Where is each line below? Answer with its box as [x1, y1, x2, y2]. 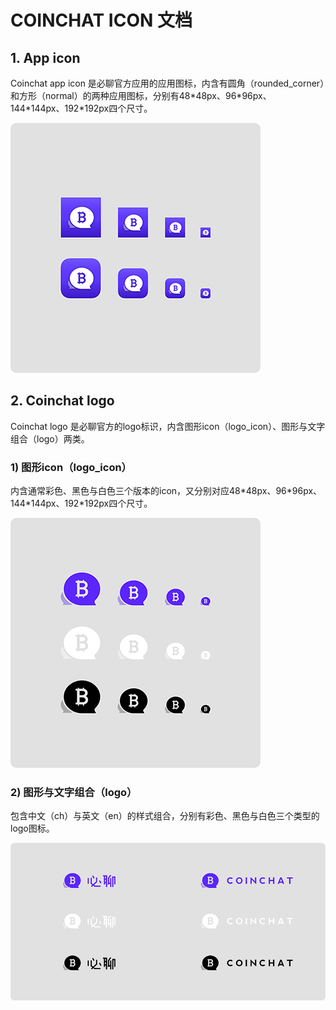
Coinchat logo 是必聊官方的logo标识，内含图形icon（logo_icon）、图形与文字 [10, 420, 326, 432]
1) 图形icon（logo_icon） [10, 460, 132, 474]
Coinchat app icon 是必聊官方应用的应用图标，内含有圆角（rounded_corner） [10, 77, 325, 89]
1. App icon [10, 49, 81, 66]
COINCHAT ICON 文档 [10, 9, 193, 32]
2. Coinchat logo [10, 392, 115, 410]
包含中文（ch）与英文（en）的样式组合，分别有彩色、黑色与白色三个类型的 [10, 810, 320, 822]
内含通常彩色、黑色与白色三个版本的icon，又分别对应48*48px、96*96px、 [10, 485, 323, 497]
